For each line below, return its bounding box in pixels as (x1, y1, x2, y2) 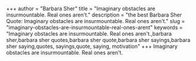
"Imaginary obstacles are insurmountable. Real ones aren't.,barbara (6, 30, 172, 37)
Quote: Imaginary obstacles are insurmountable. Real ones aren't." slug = (6, 18, 185, 24)
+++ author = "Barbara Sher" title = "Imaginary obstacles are (6, 5, 156, 12)
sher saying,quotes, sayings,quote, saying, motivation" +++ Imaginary (6, 43, 178, 50)
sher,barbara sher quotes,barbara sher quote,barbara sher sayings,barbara (6, 37, 191, 43)
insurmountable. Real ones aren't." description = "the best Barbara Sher (6, 11, 182, 18)
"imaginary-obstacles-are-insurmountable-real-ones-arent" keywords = (6, 24, 183, 31)
